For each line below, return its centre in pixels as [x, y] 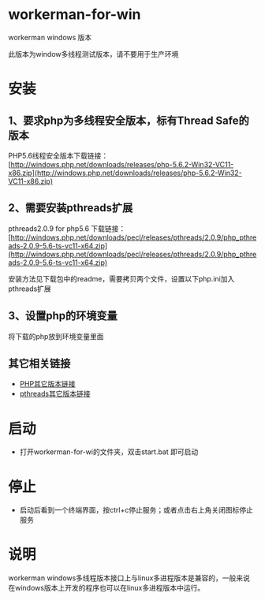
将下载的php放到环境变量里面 [56, 336]
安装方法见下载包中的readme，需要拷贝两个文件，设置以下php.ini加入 [121, 278]
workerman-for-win [75, 15]
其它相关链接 [39, 363]
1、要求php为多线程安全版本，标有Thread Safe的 [129, 120]
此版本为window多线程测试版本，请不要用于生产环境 [93, 54]
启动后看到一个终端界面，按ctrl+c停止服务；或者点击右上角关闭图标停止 [136, 510]
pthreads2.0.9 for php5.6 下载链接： [67, 228]
